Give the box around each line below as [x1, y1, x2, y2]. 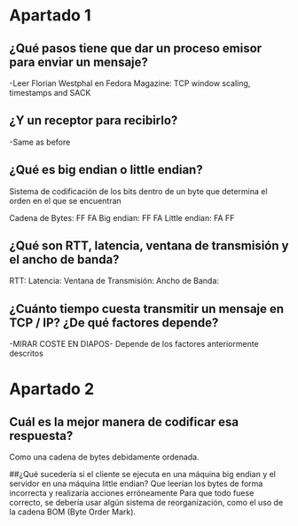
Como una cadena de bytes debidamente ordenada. [9, 451, 200, 462]
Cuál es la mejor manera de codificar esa [9, 414, 239, 429]
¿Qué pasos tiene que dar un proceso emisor [9, 41, 263, 56]
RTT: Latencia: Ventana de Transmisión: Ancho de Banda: [9, 276, 220, 287]
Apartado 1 [9, 5, 91, 26]
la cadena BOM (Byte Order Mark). [9, 506, 136, 517]
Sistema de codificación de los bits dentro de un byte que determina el [9, 185, 268, 196]
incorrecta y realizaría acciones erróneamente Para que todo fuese [9, 488, 255, 499]
